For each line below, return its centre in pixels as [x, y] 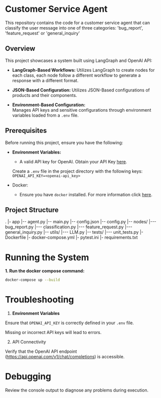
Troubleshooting [40, 300]
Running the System [47, 257]
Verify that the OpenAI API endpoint [41, 352]
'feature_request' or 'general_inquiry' [42, 33]
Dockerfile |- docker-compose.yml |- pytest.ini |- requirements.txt [71, 238]
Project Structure [32, 210]
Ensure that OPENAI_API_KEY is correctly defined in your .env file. [69, 323]
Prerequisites [26, 131]
